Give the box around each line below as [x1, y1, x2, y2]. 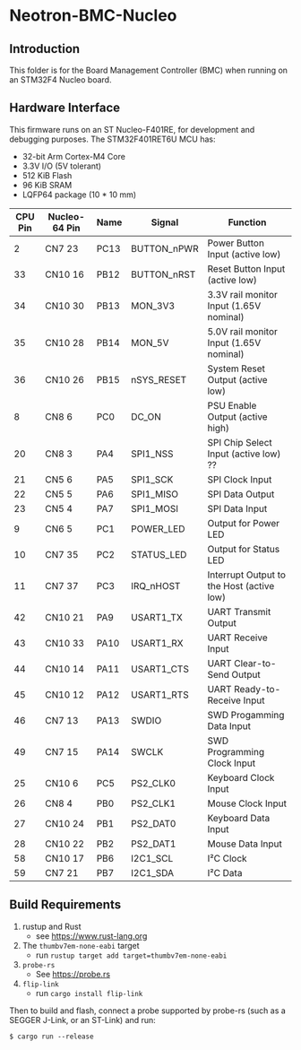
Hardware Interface [9, 100, 121, 116]
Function [228, 216, 267, 229]
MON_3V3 [131, 299, 176, 312]
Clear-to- [234, 656, 277, 669]
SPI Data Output [207, 488, 275, 500]
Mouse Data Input [207, 837, 282, 850]
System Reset [207, 362, 266, 375]
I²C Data [207, 866, 243, 879]
